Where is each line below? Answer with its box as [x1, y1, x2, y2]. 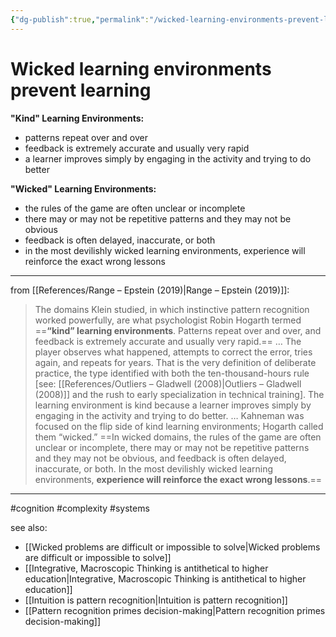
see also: [10, 521, 48, 533]
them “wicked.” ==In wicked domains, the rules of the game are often [34, 431, 322, 443]
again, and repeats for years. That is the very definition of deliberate [34, 356, 317, 368]
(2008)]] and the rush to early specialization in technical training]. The [34, 388, 325, 400]
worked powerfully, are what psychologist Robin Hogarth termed [34, 314, 302, 326]
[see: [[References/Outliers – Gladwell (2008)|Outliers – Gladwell [34, 377, 302, 390]
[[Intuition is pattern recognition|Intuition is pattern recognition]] [24, 594, 288, 606]
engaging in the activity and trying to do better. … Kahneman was [34, 409, 305, 421]
